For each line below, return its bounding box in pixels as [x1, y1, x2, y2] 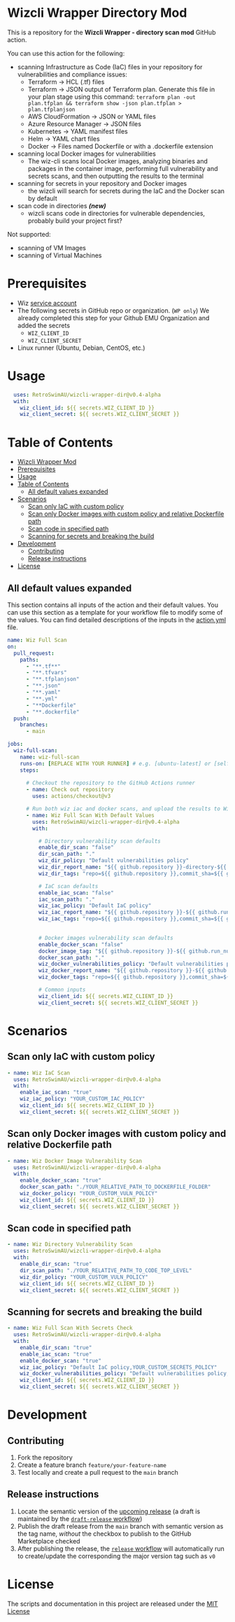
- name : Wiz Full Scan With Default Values [25, 812, 155, 819]
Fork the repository [17, 1453, 73, 1461]
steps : [20, 766, 39, 774]
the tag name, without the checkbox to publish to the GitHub [17, 1529, 192, 1538]
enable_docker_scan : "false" [38, 941, 124, 948]
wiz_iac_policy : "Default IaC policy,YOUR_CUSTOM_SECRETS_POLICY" [20, 1363, 218, 1371]
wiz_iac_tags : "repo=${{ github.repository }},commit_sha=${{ [38, 915, 224, 922]
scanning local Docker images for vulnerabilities [17, 149, 156, 158]
